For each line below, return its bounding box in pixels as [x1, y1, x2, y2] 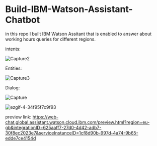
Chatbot [5, 14, 40, 26]
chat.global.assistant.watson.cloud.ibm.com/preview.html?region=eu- [5, 119, 150, 125]
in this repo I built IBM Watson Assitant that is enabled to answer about [5, 31, 152, 37]
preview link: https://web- [5, 114, 59, 120]
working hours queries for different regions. [5, 36, 96, 42]
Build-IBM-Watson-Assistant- [5, 4, 133, 15]
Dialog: [5, 84, 20, 91]
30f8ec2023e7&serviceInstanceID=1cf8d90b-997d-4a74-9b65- [5, 129, 138, 136]
